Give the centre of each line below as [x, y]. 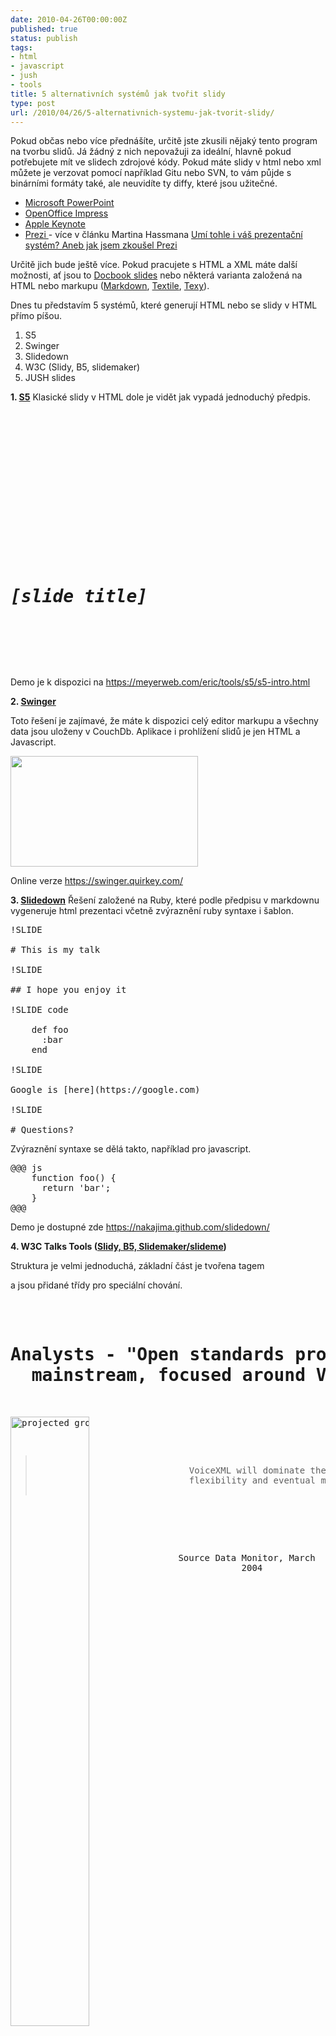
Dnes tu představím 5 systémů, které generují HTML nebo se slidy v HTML [164, 305]
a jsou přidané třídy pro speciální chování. [96, 1285]
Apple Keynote [55, 224]
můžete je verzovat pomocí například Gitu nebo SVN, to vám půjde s [151, 173]
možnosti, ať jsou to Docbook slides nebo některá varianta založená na [156, 275]
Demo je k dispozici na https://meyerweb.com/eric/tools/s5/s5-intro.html [160, 682]
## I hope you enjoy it [68, 990]
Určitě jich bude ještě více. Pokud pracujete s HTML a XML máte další [154, 265]
